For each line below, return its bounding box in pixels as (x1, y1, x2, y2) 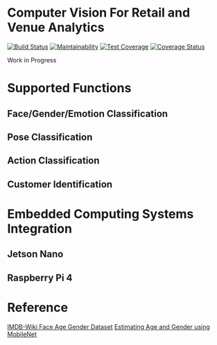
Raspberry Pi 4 (7, 272, 73, 283)
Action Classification (7, 154, 100, 167)
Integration (7, 220, 73, 236)
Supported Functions (7, 80, 132, 96)
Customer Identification (7, 178, 113, 190)
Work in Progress (7, 55, 57, 64)
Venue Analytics (7, 19, 105, 35)
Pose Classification (7, 131, 93, 143)
